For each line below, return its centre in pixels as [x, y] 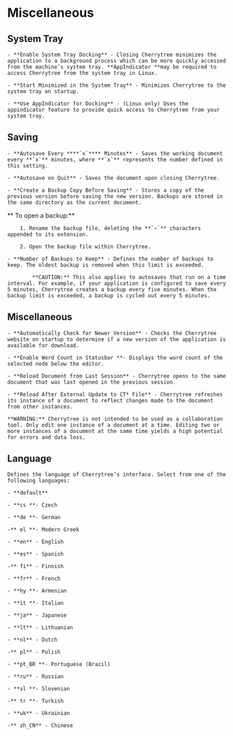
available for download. [43, 345]
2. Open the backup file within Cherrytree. [85, 246]
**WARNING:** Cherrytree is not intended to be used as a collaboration [115, 419]
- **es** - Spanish [36, 554]
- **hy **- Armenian [37, 591]
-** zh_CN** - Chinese [40, 726]
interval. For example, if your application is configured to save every [117, 283]
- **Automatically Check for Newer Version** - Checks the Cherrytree [112, 333]
